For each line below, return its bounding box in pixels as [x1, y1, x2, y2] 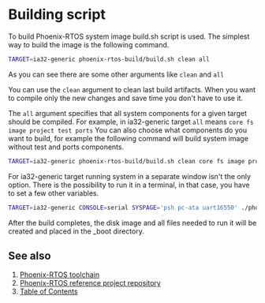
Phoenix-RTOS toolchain [19, 270, 100, 279]
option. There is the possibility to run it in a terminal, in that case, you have [8, 180, 250, 189]
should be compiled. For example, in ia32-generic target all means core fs [8, 117, 254, 126]
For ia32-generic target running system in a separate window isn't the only [8, 171, 251, 181]
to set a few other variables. [8, 188, 99, 198]
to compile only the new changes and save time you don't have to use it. [8, 93, 243, 103]
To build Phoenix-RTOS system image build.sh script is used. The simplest [8, 32, 250, 41]
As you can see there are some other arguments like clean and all [8, 69, 225, 79]
